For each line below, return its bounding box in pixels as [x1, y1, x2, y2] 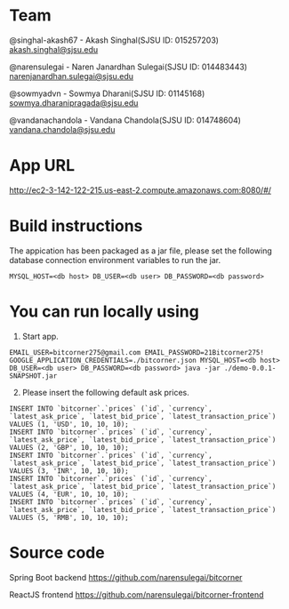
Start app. [21, 331, 60, 341]
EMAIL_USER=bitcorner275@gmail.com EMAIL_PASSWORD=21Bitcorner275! [9, 348, 265, 357]
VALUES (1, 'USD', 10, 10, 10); [9, 420, 129, 429]
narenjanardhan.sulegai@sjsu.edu [9, 70, 134, 81]
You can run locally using [9, 301, 200, 321]
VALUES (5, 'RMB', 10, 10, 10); [9, 513, 129, 522]
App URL [9, 156, 76, 176]
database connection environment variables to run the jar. [9, 254, 221, 265]
